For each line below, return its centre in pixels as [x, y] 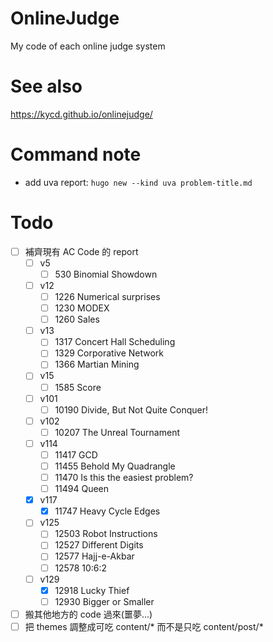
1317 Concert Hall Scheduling [115, 342]
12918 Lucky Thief [92, 590]
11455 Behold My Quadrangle [115, 466]
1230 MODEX [82, 308]
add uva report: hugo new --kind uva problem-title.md [138, 182]
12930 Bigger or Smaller [104, 601]
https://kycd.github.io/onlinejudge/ [81, 114]
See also [46, 86]
